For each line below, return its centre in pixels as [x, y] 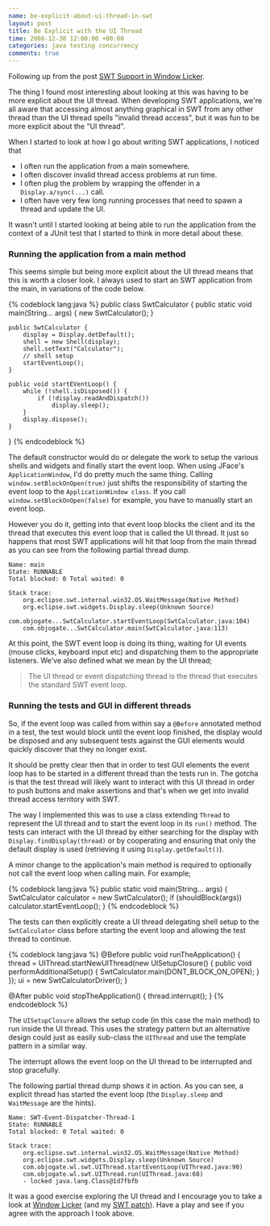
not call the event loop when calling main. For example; [100, 873]
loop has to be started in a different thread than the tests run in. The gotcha [133, 773]
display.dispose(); [56, 420]
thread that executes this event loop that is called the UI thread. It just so [129, 533]
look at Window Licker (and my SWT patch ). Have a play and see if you [126, 1204]
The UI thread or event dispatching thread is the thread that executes [143, 676]
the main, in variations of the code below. [77, 289]
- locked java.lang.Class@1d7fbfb [81, 1181]
